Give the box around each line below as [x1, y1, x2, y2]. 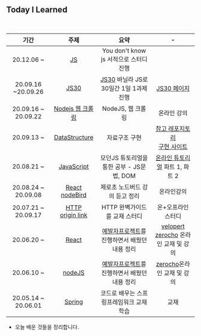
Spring [64, 297, 84, 306]
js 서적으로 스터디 [100, 55, 148, 63]
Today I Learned [6, 5, 68, 15]
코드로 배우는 [100, 289, 136, 297]
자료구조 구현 [106, 133, 142, 142]
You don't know [102, 46, 147, 54]
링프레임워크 [101, 298, 135, 306]
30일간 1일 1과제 [100, 84, 148, 92]
